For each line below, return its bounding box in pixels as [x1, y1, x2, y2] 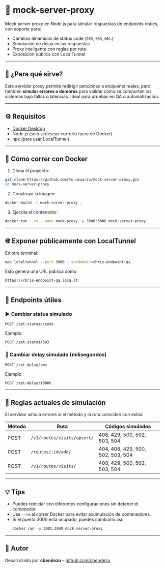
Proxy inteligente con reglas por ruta [12, 46, 86, 52]
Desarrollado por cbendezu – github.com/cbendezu [5, 557, 110, 563]
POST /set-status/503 [5, 340, 50, 345]
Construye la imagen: [12, 191, 55, 197]
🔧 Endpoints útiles [5, 296, 62, 304]
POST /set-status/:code [5, 322, 54, 327]
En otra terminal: [5, 250, 38, 256]
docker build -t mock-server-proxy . [5, 200, 82, 206]
